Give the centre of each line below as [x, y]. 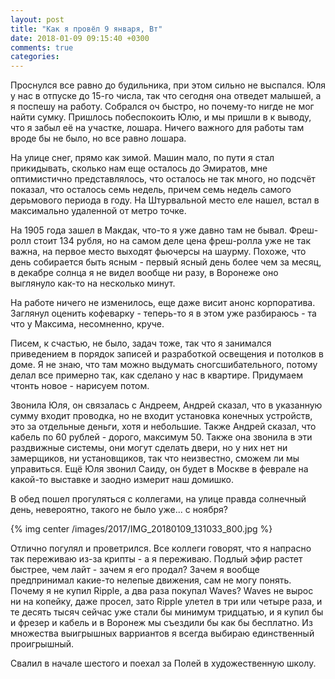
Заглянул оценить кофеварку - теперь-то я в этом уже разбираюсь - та [163, 313]
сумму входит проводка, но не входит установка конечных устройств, [161, 416]
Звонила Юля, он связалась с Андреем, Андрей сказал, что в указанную [166, 405]
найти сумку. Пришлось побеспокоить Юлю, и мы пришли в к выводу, [161, 117]
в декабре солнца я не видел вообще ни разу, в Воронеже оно [144, 273]
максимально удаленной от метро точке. [98, 211]
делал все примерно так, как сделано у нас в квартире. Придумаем [156, 375]
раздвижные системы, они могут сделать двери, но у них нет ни [149, 448]
